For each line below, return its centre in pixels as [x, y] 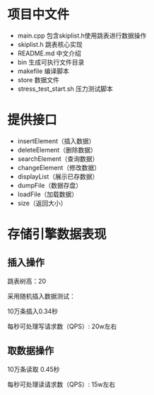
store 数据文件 [38, 79]
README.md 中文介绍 [49, 53]
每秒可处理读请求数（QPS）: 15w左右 [61, 384]
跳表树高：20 [27, 281]
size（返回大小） [42, 203]
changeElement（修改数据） [59, 167]
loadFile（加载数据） [48, 194]
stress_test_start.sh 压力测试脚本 [65, 89]
